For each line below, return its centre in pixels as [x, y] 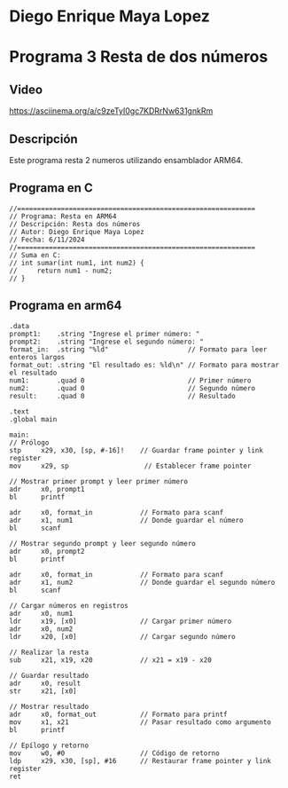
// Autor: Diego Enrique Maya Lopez [77, 232]
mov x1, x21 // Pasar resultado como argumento [140, 722]
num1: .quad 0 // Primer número [130, 380]
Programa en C [51, 188]
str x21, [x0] [43, 691]
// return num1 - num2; [61, 271]
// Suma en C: [35, 255]
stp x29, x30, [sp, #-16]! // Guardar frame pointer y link [136, 450]
